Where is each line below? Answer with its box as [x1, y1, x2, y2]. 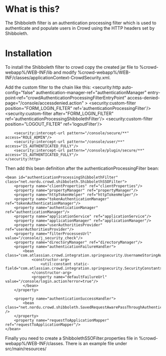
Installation [5, 48, 52, 59]
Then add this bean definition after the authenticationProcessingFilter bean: [5, 165, 159, 171]
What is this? [5, 3, 60, 15]
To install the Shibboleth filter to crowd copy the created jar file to [5, 64, 138, 70]
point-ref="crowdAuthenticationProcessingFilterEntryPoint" [5, 95, 126, 101]
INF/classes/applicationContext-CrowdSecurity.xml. [5, 74, 111, 80]
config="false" [5, 89, 35, 95]
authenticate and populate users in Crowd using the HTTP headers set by [5, 25, 155, 31]
